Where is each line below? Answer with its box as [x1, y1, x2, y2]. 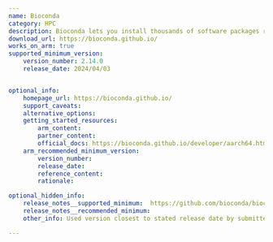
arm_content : [37, 124, 82, 132]
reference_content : [37, 170, 104, 178]
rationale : [37, 177, 75, 185]
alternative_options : [23, 109, 96, 118]
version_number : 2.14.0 [23, 58, 104, 66]
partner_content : [37, 132, 96, 140]
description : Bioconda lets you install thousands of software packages [8, 27, 260, 35]
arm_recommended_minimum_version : [23, 147, 140, 155]
